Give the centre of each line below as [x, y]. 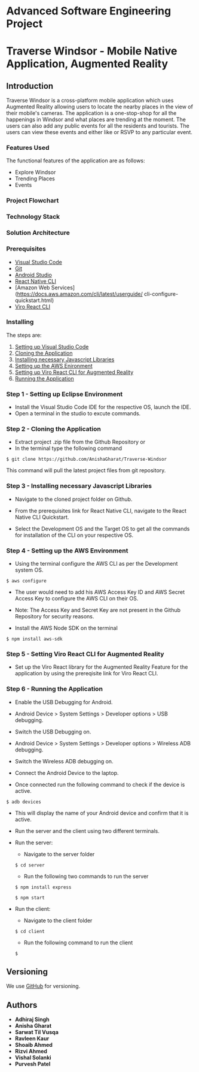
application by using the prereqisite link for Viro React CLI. [86, 674]
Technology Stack [33, 217]
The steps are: [24, 335]
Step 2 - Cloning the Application [54, 429]
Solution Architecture [38, 233]
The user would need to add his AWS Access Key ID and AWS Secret [100, 592]
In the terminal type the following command [68, 448]
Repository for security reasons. [54, 617]
